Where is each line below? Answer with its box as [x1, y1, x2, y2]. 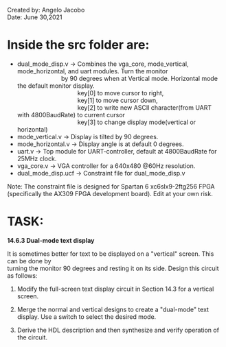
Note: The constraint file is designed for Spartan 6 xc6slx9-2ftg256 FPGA [7, 182, 215, 191]
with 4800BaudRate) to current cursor [16, 110, 126, 119]
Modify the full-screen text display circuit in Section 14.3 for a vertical [16, 285, 214, 293]
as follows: [7, 271, 38, 280]
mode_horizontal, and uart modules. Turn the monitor [16, 67, 168, 75]
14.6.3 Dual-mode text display [7, 236, 95, 244]
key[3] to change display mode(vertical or [77, 118, 196, 126]
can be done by [7, 256, 52, 265]
